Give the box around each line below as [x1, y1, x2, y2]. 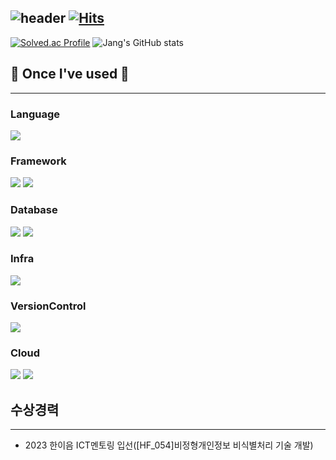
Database [10, 203, 58, 217]
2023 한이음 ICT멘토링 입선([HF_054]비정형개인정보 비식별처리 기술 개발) [24, 439, 314, 451]
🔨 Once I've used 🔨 [10, 66, 130, 83]
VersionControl [10, 299, 87, 313]
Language [10, 107, 61, 121]
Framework [10, 154, 67, 168]
